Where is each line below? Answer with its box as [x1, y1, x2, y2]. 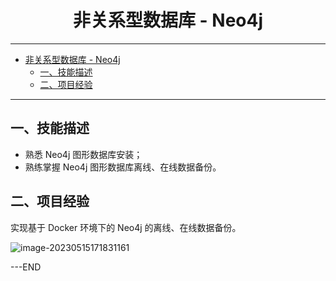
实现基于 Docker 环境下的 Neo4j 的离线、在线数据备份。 [10, 221, 242, 233]
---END [10, 261, 42, 273]
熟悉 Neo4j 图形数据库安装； [24, 148, 143, 160]
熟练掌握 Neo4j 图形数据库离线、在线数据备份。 [24, 161, 222, 173]
